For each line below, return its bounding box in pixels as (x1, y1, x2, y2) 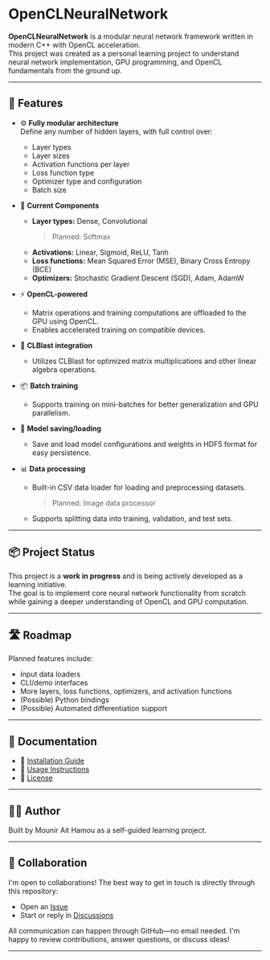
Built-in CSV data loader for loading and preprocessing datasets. (31, 482, 247, 492)
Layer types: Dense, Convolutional (31, 216, 148, 226)
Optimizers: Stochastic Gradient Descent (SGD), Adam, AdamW (31, 273, 244, 283)
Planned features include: (8, 654, 93, 664)
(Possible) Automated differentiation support (19, 704, 168, 714)
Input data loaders (19, 669, 81, 679)
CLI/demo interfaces (19, 678, 88, 688)
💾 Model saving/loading (19, 424, 102, 433)
